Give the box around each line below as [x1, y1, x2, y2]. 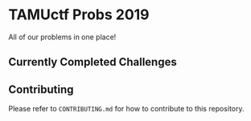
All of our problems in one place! [8, 32, 117, 42]
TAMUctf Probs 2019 [8, 6, 150, 24]
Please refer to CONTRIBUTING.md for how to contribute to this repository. [8, 104, 245, 114]
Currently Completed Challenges [8, 55, 177, 69]
